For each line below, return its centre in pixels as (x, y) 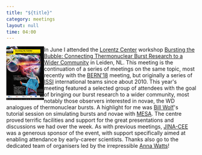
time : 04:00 (21, 32)
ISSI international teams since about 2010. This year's (111, 82)
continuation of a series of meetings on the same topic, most (119, 69)
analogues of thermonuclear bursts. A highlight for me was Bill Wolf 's (93, 107)
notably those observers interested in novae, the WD (109, 101)
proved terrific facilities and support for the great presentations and (90, 120)
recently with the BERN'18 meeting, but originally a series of (118, 75)
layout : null (23, 25)
